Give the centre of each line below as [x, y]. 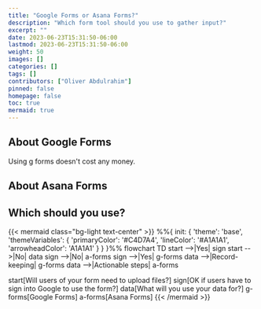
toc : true [24, 103]
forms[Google [31, 297]
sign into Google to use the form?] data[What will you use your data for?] [126, 289]
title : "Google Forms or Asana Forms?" [74, 15]
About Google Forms [60, 142]
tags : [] [22, 74]
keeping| [22, 265]
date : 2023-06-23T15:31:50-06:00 [63, 37]
